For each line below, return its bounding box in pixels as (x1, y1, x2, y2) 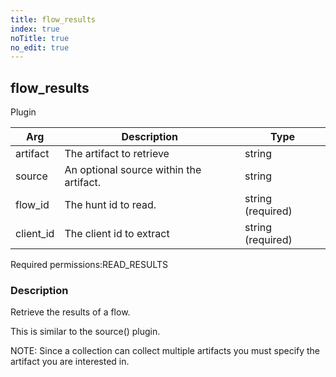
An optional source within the (64, 163, 202, 177)
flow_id (15, 198, 50, 212)
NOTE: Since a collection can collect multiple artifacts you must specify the (10, 345, 321, 357)
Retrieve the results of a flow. (10, 306, 131, 318)
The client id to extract (64, 227, 170, 241)
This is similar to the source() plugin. (10, 326, 161, 338)
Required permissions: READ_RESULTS (10, 259, 168, 271)
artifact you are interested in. (10, 356, 130, 368)
